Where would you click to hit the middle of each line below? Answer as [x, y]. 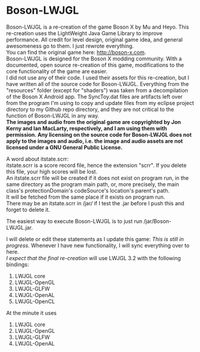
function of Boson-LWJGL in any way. [53, 115]
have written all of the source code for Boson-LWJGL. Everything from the [98, 84]
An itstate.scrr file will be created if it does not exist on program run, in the [98, 178]
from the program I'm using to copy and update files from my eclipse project [100, 103]
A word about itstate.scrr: [37, 159]
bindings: [18, 264]
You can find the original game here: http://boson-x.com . [76, 52]
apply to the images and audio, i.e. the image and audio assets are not [95, 141]
